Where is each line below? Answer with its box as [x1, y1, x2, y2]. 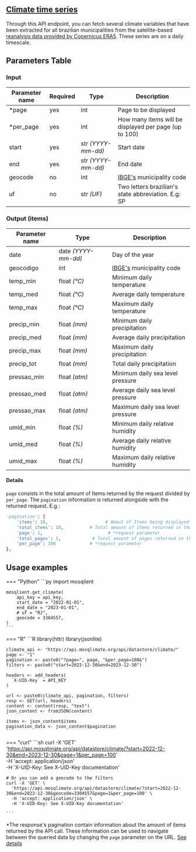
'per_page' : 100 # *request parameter [16, 541, 142, 547]
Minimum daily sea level [111, 369, 178, 377]
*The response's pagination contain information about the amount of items [6, 821, 187, 828]
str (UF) [80, 190, 102, 198]
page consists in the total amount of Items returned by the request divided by [6, 490, 190, 497]
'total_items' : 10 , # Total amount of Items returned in [16, 524, 181, 530]
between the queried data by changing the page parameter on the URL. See [6, 833, 187, 840]
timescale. [6, 39, 31, 46]
